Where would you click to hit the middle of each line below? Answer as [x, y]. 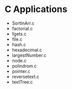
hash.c [19, 44]
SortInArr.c [23, 23]
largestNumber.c [29, 55]
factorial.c [22, 28]
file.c [17, 39]
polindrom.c [24, 66]
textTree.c [22, 82]
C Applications [36, 9]
